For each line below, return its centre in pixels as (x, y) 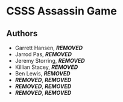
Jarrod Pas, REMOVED (43, 54)
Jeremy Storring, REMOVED (50, 61)
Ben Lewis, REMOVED (43, 73)
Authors (22, 33)
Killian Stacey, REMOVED (46, 67)
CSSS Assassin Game (62, 11)
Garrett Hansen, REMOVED (49, 48)
